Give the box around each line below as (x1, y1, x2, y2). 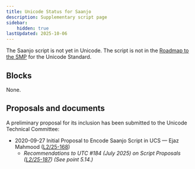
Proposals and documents (6, 103, 106, 113)
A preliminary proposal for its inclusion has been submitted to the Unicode (6, 119, 188, 126)
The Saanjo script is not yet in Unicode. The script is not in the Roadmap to (6, 47, 189, 54)
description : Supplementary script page (6, 14, 108, 20)
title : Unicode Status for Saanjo (6, 8, 92, 15)
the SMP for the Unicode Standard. (6, 53, 92, 60)
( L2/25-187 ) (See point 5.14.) (23, 155, 94, 163)
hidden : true (17, 25, 49, 31)
